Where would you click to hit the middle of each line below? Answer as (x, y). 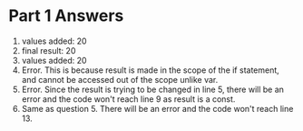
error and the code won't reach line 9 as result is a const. (128, 99)
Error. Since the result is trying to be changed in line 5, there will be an (153, 89)
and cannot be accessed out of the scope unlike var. (120, 79)
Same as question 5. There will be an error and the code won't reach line (157, 108)
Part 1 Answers (66, 16)
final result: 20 (49, 50)
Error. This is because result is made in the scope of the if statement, (151, 70)
